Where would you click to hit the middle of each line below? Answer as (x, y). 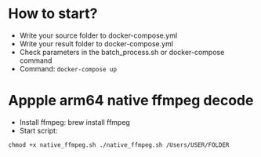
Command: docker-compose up (68, 68)
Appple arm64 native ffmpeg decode (131, 101)
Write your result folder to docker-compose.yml (96, 43)
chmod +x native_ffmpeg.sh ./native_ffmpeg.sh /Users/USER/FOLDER (119, 145)
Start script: (38, 130)
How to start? (53, 14)
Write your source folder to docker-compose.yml (98, 35)
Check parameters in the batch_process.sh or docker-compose (122, 52)
